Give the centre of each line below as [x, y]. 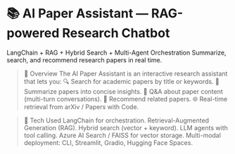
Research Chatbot [116, 33]
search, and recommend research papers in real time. [84, 59]
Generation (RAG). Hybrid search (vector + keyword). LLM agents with [126, 127]
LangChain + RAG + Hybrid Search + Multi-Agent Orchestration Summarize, [116, 52]
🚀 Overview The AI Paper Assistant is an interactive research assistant [126, 73]
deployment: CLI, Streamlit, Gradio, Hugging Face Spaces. [108, 142]
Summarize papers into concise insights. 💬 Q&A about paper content [123, 91]
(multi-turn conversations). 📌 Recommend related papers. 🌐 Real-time [126, 99]
